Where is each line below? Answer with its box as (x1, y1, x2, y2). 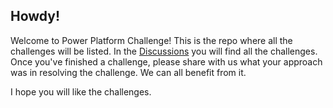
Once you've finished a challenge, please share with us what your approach (10, 55, 323, 68)
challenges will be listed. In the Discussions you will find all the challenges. (10, 45, 318, 57)
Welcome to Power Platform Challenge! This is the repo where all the (10, 34, 293, 46)
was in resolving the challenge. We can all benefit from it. (10, 66, 247, 78)
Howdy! (10, 8, 61, 25)
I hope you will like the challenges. (10, 85, 152, 98)
